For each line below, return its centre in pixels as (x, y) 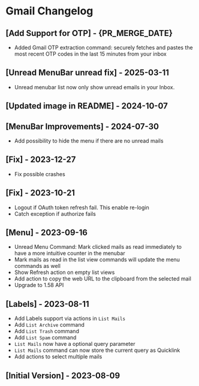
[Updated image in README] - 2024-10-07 (87, 106)
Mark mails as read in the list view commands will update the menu (97, 260)
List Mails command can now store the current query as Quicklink (97, 350)
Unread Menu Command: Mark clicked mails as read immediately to (98, 247)
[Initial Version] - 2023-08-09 (63, 376)
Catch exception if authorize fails (55, 213)
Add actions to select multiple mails (58, 357)
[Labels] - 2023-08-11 (47, 304)
